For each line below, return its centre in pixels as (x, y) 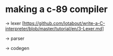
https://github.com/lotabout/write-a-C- (64, 23)
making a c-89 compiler (56, 9)
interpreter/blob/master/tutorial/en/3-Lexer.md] (54, 28)
